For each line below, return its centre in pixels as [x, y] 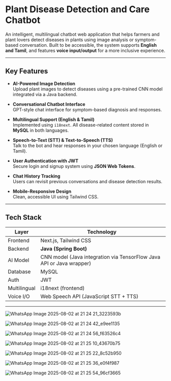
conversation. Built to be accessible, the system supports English [88, 45]
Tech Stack [23, 217]
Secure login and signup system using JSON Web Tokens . [74, 166]
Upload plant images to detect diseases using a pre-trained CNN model [88, 89]
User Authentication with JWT [46, 161]
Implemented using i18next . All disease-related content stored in [81, 125]
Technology [102, 231]
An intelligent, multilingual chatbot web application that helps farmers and [82, 34]
